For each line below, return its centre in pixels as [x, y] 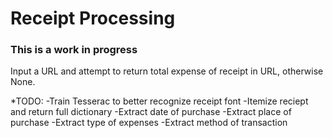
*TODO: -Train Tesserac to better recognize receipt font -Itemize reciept [159, 101]
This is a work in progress [74, 50]
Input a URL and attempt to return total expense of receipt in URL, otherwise [167, 71]
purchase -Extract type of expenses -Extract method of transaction [149, 123]
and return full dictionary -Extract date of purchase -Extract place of [151, 112]
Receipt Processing [93, 18]
